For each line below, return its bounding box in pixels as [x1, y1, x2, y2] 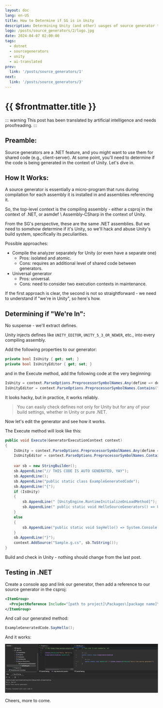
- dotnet [9, 44, 27, 49]
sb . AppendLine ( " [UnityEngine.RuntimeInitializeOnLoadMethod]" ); [22, 500, 158, 504]
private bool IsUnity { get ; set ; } [5, 357, 79, 362]
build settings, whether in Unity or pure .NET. [16, 409, 107, 415]
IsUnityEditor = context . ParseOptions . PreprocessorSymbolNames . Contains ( [5, 385, 158, 391]
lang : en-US [5, 13, 29, 18]
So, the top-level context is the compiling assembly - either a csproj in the [5, 207, 153, 212]
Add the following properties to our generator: [5, 346, 97, 352]
